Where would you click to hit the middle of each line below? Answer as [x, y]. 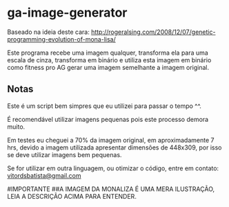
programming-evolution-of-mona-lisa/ [61, 39]
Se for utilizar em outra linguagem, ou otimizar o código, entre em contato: [113, 168]
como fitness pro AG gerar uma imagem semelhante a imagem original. [108, 67]
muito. [16, 127]
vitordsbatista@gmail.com [44, 175]
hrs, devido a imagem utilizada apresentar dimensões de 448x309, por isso [114, 147]
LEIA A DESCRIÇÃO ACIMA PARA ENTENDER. [72, 196]
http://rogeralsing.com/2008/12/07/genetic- [153, 32]
